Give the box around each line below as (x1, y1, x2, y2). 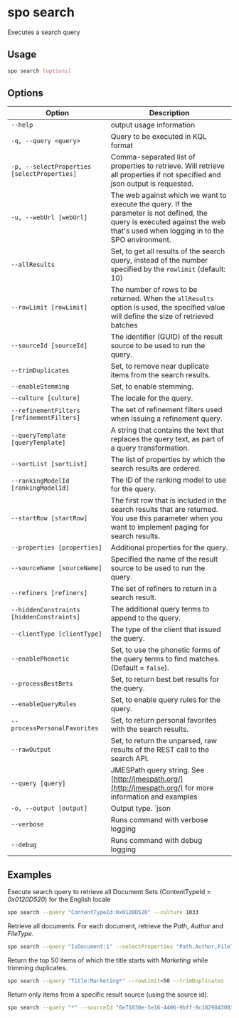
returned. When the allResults (110, 293, 215, 303)
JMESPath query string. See (110, 765, 205, 775)
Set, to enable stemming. (110, 382, 194, 392)
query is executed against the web (110, 217, 226, 227)
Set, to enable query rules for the (110, 695, 221, 705)
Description (149, 108, 190, 118)
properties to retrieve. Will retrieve (110, 161, 225, 171)
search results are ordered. (110, 463, 201, 473)
